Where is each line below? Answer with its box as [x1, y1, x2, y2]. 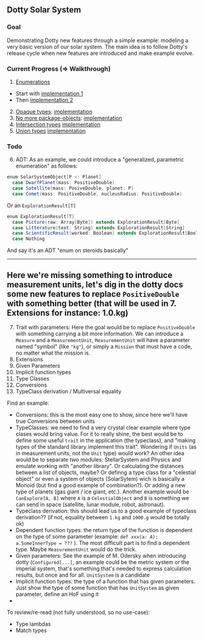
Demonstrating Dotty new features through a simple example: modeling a [7, 36, 189, 44]
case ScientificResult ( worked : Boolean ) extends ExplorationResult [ [12, 230, 188, 236]
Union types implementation [15, 127, 86, 135]
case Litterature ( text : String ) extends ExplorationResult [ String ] [12, 224, 186, 231]
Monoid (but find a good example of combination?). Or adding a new [15, 481, 186, 489]
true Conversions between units [15, 417, 95, 425]
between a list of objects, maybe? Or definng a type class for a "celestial [15, 469, 196, 476]
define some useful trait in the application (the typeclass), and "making [15, 437, 196, 444]
